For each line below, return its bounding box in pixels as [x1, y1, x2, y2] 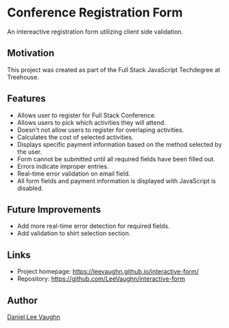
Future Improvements [7, 204, 101, 215]
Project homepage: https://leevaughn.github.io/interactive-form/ [16, 268, 199, 276]
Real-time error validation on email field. [16, 169, 131, 178]
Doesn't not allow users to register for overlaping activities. [16, 126, 184, 134]
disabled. [16, 184, 43, 192]
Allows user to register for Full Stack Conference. [16, 111, 156, 119]
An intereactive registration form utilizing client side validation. [7, 27, 184, 36]
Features [7, 93, 46, 104]
